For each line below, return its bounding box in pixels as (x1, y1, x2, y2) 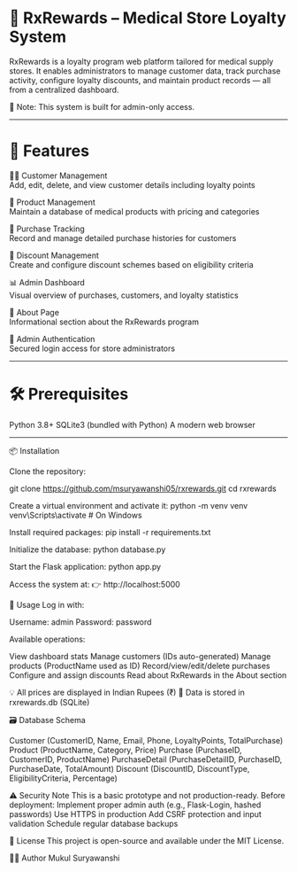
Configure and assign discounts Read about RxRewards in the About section (9, 669, 287, 681)
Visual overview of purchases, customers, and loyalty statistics (9, 290, 239, 300)
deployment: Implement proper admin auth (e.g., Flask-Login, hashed (9, 799, 262, 810)
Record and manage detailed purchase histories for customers (9, 232, 237, 243)
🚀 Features (9, 141, 90, 161)
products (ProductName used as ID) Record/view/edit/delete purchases (9, 660, 270, 671)
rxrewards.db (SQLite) (9, 697, 90, 707)
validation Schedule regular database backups (9, 818, 179, 829)
